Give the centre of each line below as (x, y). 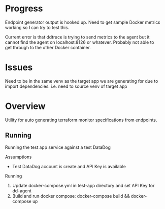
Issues (19, 68)
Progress (24, 9)
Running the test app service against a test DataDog (58, 147)
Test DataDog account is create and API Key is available (69, 166)
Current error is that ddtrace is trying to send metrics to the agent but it (77, 37)
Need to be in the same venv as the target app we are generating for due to (82, 81)
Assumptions (18, 157)
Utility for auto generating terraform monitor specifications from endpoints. (81, 120)
